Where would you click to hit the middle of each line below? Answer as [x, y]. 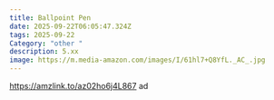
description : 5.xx [44, 52]
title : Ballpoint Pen [50, 18]
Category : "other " [46, 43]
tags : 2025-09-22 [42, 35]
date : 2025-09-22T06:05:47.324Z [70, 26]
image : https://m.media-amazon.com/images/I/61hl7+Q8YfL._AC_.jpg [137, 60]
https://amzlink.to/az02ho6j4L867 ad [79, 86]
